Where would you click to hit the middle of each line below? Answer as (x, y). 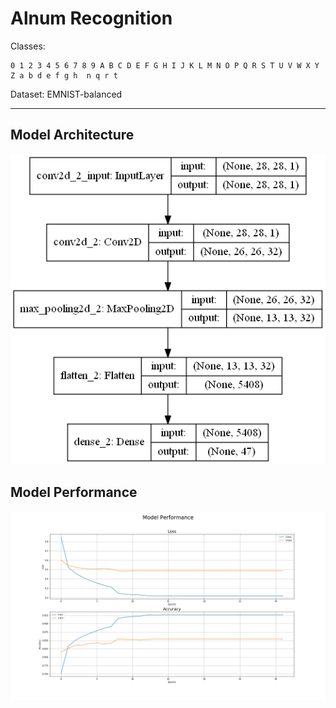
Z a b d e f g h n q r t (64, 75)
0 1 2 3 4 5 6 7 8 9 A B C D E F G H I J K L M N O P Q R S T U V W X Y (165, 65)
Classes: (28, 46)
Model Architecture (72, 135)
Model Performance (74, 492)
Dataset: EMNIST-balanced (66, 94)
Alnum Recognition (91, 18)
